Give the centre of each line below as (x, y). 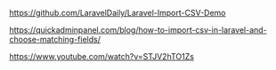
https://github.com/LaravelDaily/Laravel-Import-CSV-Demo (118, 13)
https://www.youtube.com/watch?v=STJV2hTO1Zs (101, 56)
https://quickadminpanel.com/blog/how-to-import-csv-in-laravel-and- (138, 30)
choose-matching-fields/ (55, 39)
